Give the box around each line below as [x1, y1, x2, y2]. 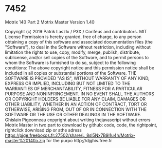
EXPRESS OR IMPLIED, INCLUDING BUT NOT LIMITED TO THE [5, 80, 130, 86]
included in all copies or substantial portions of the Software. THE [5, 70, 137, 76]
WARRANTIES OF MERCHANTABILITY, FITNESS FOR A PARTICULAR [5, 85, 143, 91]
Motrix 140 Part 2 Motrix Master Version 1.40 [5, 19, 95, 25]
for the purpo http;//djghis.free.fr [46, 137, 112, 143]
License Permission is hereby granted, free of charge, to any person [5, 34, 142, 40]
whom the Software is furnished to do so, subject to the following [5, 60, 136, 65]
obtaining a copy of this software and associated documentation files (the [5, 39, 153, 44]
